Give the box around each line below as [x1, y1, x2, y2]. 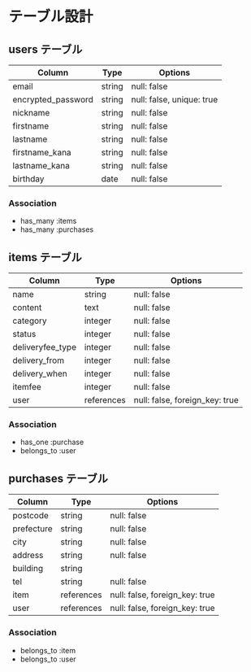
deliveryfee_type [12, 342, 77, 353]
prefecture [12, 523, 53, 535]
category [12, 315, 47, 326]
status [12, 329, 37, 340]
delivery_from [12, 355, 65, 366]
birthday [12, 173, 45, 184]
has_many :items [19, 216, 77, 226]
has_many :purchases [19, 225, 94, 234]
